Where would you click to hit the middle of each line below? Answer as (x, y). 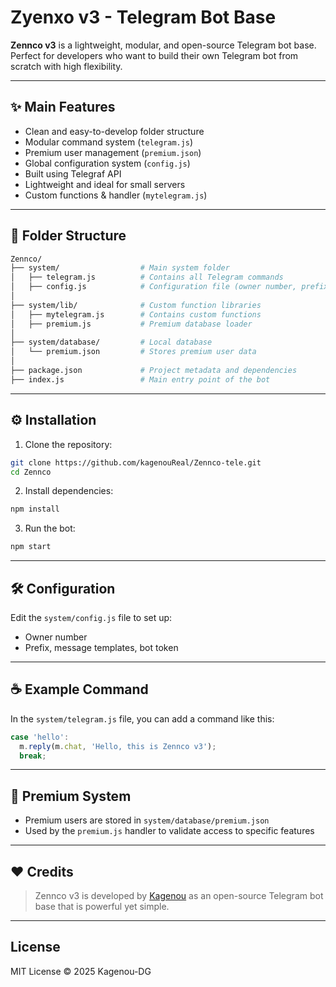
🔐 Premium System (71, 796)
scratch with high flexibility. (66, 66)
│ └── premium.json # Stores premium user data (133, 352)
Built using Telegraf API (73, 173)
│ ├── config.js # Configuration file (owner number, (154, 287)
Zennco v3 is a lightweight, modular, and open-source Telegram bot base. (163, 45)
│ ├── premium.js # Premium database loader (131, 324)
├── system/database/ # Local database (111, 342)
